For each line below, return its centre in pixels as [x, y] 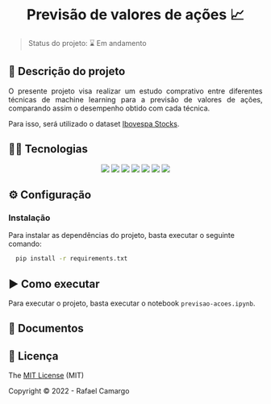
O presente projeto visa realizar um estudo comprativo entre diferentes [135, 91]
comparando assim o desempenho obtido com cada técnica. [109, 108]
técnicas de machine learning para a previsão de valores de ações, [135, 99]
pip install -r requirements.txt [72, 259]
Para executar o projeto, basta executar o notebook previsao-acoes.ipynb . [132, 303]
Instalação [29, 218]
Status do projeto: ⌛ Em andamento [87, 43]
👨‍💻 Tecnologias [48, 149]
